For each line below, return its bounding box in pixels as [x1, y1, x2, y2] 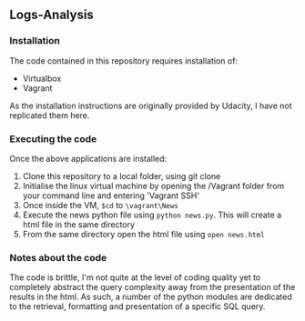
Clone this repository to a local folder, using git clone [22, 170, 221, 181]
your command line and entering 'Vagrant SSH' [22, 190, 200, 201]
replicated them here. [9, 109, 90, 121]
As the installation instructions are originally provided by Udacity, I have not [9, 100, 293, 111]
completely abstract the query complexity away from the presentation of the [9, 282, 296, 293]
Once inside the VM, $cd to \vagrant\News [22, 199, 179, 210]
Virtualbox [22, 73, 62, 84]
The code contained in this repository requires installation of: [9, 55, 239, 66]
